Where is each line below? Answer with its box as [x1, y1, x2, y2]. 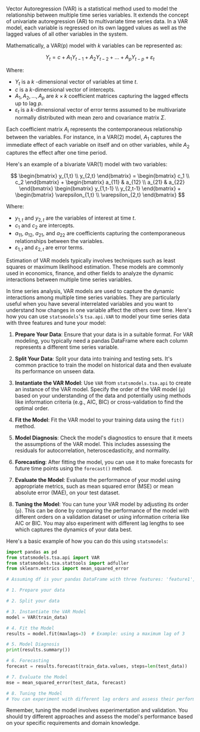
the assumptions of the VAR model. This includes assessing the [14, 440, 171, 447]
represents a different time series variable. [14, 343, 119, 350]
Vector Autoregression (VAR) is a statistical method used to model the [6, 5, 177, 12]
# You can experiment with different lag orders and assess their [6, 696, 174, 702]
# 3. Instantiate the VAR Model [6, 608, 86, 614]
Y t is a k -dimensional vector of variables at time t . [14, 78, 138, 87]
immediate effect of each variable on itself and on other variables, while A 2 [6, 141, 190, 150]
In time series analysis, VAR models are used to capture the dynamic [6, 287, 174, 294]
